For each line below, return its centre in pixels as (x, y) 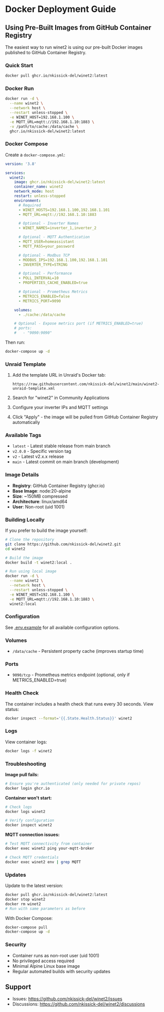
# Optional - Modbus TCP (44, 255)
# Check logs (19, 807)
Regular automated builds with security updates (61, 971)
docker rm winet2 (23, 904)
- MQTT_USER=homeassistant (46, 242)
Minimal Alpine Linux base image (46, 966)
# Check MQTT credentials (32, 857)
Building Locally (25, 519)
